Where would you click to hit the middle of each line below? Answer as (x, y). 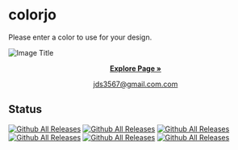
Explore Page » (136, 68)
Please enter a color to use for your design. (80, 37)
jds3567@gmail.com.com (136, 84)
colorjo (32, 15)
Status (25, 109)
